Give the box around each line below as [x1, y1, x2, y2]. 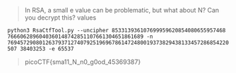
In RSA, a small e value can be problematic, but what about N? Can [24, 6, 220, 14]
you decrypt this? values [24, 13, 97, 22]
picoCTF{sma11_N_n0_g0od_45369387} [24, 58, 141, 66]
